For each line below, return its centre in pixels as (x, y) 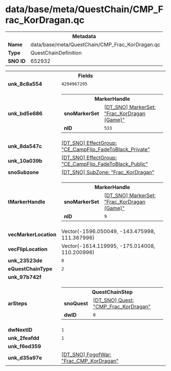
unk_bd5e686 (25, 113)
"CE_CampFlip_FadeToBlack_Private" (106, 149)
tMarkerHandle (27, 202)
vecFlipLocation (28, 249)
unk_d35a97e (25, 358)
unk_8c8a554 (25, 84)
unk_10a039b (25, 161)
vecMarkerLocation (32, 234)
